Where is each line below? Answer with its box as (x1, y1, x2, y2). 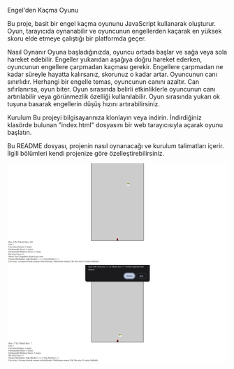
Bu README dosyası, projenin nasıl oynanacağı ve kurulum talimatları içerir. (7, 142, 225, 150)
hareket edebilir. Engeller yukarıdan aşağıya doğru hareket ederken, (7, 55, 203, 64)
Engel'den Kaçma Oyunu (7, 6, 79, 14)
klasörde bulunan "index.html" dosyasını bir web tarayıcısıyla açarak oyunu (7, 121, 224, 129)
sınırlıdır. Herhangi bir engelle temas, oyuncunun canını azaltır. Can (7, 78, 200, 86)
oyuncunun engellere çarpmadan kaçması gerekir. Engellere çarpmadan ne (7, 63, 224, 71)
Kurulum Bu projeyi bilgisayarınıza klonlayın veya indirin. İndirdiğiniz (7, 113, 202, 122)
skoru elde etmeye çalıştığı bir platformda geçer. (7, 34, 147, 43)
